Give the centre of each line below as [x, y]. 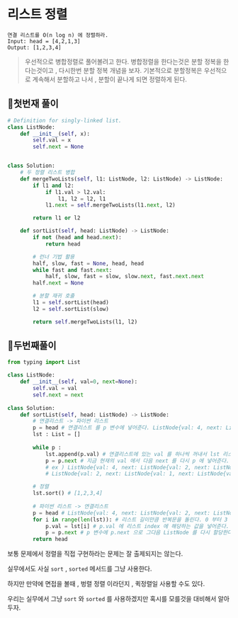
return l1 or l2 [57, 218]
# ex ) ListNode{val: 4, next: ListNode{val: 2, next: [128, 467]
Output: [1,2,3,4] [34, 47]
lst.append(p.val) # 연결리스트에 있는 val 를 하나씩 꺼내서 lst [132, 454]
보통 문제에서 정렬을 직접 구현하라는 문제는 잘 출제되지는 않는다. [95, 554]
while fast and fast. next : [73, 270]
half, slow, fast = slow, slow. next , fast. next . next [124, 277]
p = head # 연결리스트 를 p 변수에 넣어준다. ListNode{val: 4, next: [128, 428]
